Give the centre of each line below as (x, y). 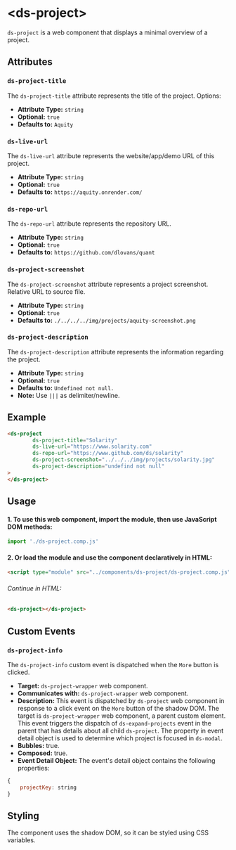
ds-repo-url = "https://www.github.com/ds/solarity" (108, 453)
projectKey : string (48, 787)
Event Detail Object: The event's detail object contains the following (116, 760)
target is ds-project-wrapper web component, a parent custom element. (122, 716)
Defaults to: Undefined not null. (66, 387)
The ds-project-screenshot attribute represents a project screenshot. (108, 284)
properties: (33, 768)
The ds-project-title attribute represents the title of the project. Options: (114, 96)
